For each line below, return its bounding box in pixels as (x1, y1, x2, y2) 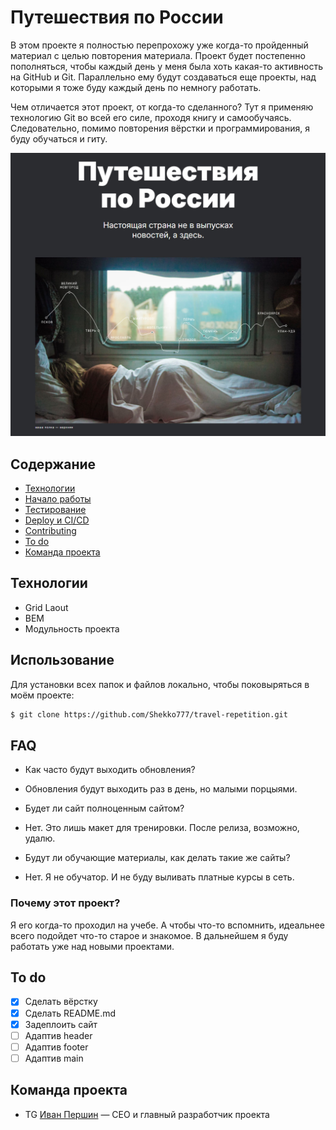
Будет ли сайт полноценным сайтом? (24, 802, 185, 815)
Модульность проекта (24, 622, 120, 635)
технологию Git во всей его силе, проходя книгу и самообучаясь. (10, 111, 292, 123)
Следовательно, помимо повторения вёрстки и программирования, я (10, 122, 310, 134)
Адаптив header (24, 1029, 93, 1041)
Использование (10, 652, 115, 669)
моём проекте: (10, 689, 75, 701)
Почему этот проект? (10, 896, 121, 910)
